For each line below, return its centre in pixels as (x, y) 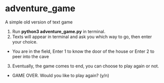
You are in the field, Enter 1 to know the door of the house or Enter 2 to (83, 51)
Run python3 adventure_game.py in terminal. (59, 31)
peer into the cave (30, 56)
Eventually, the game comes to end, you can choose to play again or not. (85, 66)
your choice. (25, 41)
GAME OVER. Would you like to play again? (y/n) (60, 75)
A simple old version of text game (39, 22)
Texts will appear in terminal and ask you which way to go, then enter (82, 37)
